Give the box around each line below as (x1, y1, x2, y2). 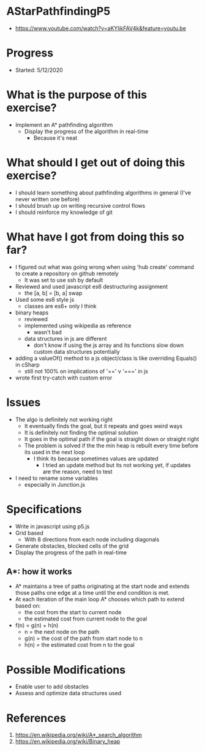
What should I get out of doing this (6, 156, 185, 169)
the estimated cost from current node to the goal (24, 615, 147, 623)
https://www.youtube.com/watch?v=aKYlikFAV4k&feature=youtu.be (15, 25, 187, 32)
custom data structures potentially (33, 348, 121, 355)
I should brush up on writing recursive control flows (15, 202, 146, 209)
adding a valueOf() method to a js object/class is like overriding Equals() (15, 354, 197, 362)
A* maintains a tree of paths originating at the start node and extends (15, 582, 190, 590)
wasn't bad (33, 328, 62, 335)
